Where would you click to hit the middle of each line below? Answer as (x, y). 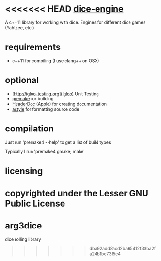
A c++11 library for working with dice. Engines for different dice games (75, 22)
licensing (24, 171)
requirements (33, 47)
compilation (30, 129)
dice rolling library (23, 239)
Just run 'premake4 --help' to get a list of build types (58, 142)
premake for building (33, 98)
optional (22, 80)
